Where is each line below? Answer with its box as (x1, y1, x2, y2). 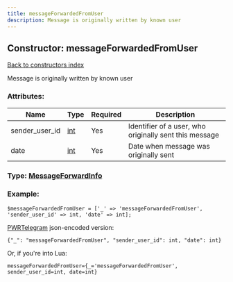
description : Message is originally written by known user (7, 17, 182, 24)
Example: (7, 189, 40, 199)
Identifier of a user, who (128, 121, 206, 131)
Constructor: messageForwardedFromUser (7, 42, 198, 54)
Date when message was (128, 141, 210, 151)
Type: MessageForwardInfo (7, 171, 103, 181)
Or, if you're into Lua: (7, 249, 67, 257)
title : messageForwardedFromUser (7, 10, 104, 17)
